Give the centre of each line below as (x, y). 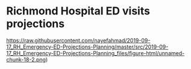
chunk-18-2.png (26, 59)
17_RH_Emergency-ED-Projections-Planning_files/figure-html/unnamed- (95, 53)
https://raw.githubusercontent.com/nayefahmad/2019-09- (78, 40)
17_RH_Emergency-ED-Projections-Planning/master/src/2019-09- (87, 47)
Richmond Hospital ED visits (78, 11)
